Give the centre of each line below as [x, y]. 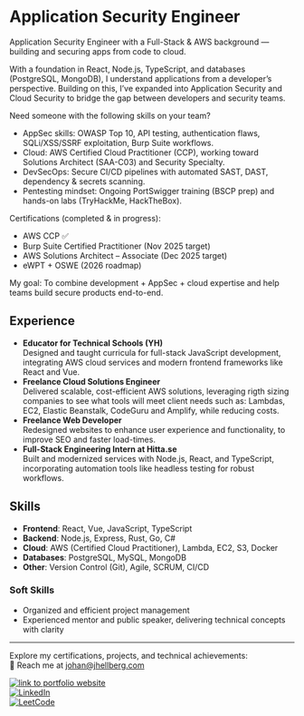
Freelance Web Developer [72, 420]
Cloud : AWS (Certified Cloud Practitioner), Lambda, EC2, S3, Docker [150, 547]
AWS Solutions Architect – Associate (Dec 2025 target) [125, 255]
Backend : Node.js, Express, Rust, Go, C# [99, 538]
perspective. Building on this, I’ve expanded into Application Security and [146, 88]
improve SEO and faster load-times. [89, 439]
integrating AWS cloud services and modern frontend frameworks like [152, 362]
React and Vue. [51, 372]
